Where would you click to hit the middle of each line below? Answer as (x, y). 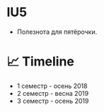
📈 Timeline (41, 62)
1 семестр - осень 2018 (52, 86)
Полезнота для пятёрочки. (57, 32)
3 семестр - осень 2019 (53, 101)
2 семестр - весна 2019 (53, 93)
